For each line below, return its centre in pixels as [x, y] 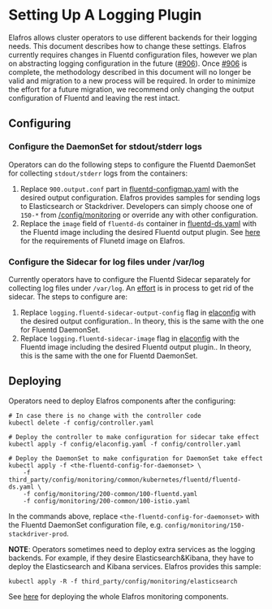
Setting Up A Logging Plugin [105, 15]
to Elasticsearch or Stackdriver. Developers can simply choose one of [136, 206]
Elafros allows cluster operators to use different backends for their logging [133, 37]
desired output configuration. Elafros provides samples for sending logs [140, 198]
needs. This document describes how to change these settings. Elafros [127, 46]
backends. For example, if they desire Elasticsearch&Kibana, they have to [131, 558]
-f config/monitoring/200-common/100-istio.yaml [107, 501]
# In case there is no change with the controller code [105, 415]
